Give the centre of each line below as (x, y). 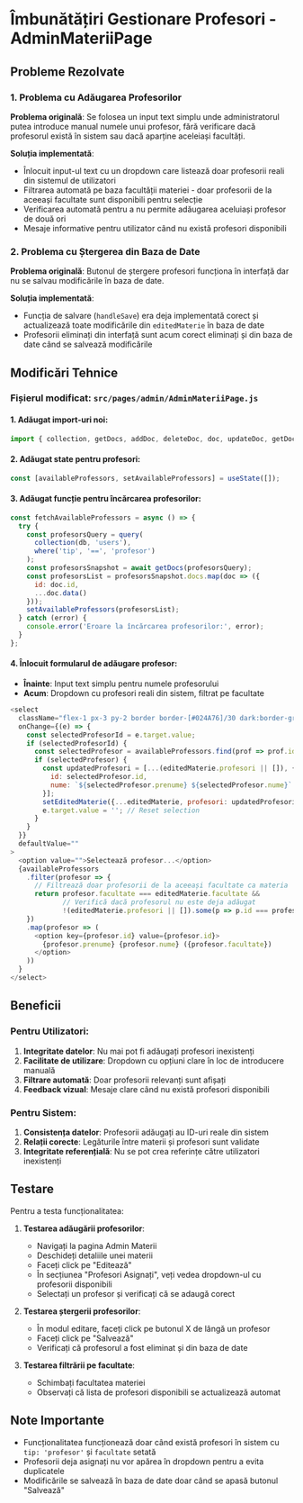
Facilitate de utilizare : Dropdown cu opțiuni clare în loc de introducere (153, 1060)
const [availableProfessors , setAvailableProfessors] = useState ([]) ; (145, 478)
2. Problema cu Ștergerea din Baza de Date (105, 251)
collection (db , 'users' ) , (82, 543)
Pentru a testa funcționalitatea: (67, 1210)
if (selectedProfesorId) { (77, 743)
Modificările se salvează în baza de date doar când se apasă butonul (151, 1480)
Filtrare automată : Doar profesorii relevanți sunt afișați (125, 1080)
